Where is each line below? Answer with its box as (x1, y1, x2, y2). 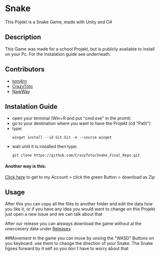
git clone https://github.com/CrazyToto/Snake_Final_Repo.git (12, 153, 140, 158)
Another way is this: (5, 163, 46, 169)
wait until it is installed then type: (12, 144, 78, 150)
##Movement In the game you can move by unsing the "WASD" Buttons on (5, 235, 154, 241)
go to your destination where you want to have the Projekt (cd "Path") (12, 120, 151, 126)
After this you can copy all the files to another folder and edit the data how (5, 201, 153, 207)
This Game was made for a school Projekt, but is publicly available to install (5, 46, 155, 51)
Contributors (5, 65, 45, 73)
